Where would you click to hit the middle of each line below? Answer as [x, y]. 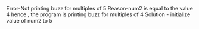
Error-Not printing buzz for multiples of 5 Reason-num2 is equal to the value [100, 8]
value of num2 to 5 [29, 21]
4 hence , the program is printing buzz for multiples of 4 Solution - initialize [98, 14]
